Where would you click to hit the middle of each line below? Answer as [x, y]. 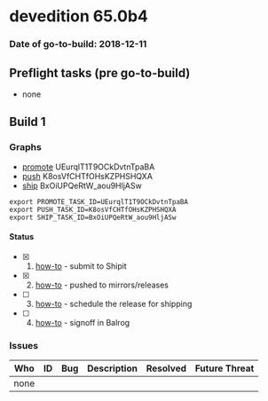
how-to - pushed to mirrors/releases [102, 285]
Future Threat [225, 368]
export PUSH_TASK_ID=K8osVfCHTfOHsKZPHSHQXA [93, 209]
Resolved [166, 368]
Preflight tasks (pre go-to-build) [100, 73]
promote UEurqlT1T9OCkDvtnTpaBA [88, 167]
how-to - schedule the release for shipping [114, 303]
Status [22, 237]
